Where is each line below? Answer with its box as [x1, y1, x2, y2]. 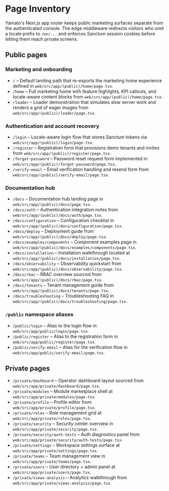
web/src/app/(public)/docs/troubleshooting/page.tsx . [12, 298, 128, 304]
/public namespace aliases [5, 311, 74, 318]
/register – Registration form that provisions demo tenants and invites [12, 145, 160, 151]
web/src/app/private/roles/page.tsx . [12, 415, 92, 422]
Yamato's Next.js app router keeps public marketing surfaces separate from [5, 20, 163, 26]
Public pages [5, 51, 47, 59]
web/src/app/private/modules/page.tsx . [12, 394, 96, 400]
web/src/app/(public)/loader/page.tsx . [12, 110, 96, 116]
